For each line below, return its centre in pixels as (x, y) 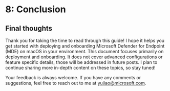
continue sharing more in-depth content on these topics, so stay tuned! (80, 68)
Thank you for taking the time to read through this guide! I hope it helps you (85, 40)
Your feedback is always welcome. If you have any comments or (73, 77)
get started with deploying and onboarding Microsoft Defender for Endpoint (85, 46)
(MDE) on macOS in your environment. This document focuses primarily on (84, 51)
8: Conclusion (36, 9)
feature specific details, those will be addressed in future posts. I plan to (81, 62)
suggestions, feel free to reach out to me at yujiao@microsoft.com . (76, 83)
